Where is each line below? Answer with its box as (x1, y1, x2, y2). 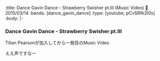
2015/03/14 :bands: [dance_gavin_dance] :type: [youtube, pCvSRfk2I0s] (5, 10, 155, 16)
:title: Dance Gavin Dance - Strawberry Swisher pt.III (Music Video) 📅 (5, 5, 148, 10)
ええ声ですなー (5, 50, 36, 56)
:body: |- (5, 15, 24, 21)
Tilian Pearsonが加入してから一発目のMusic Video (5, 40, 110, 46)
